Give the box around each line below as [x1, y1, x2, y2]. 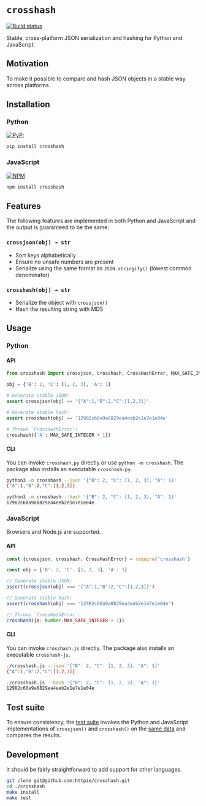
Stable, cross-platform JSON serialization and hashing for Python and [6, 34, 183, 41]
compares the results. [6, 732, 62, 739]
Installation [6, 100, 50, 110]
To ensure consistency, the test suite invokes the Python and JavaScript [6, 719, 188, 726]
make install [6, 789, 40, 795]
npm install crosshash [6, 184, 64, 190]
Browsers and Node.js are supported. [6, 528, 101, 536]
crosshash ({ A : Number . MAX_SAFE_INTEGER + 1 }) [6, 617, 124, 624]
